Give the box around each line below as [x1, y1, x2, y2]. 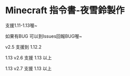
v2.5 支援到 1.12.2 [5, 44, 42, 50]
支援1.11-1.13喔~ [5, 22, 38, 28]
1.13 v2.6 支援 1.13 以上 [5, 54, 52, 61]
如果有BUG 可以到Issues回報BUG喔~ [5, 33, 82, 39]
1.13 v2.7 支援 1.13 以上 [5, 65, 52, 71]
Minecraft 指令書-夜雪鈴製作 [5, 5, 125, 16]
